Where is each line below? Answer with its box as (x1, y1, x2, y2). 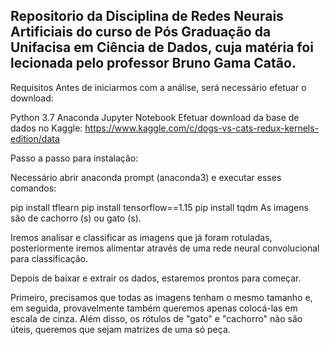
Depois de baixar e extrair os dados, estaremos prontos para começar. (10, 272, 302, 284)
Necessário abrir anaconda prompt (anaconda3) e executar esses (10, 171, 282, 183)
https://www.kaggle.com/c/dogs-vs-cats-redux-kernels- (84, 122, 320, 134)
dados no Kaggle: (10, 122, 83, 134)
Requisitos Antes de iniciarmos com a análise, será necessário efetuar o (10, 81, 307, 93)
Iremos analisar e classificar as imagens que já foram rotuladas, (10, 231, 273, 243)
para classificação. (10, 252, 89, 264)
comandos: (10, 182, 57, 194)
